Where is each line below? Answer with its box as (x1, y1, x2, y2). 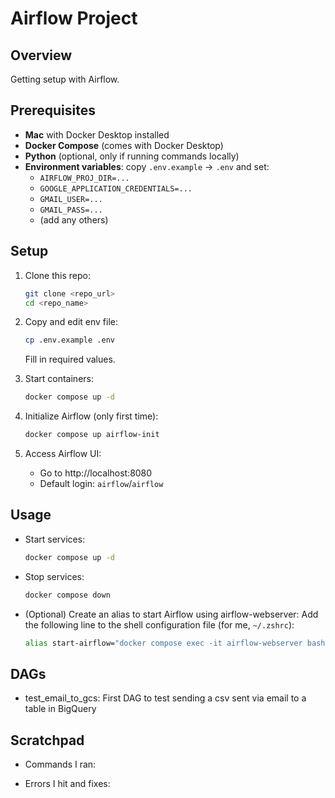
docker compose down (24, 590, 111, 600)
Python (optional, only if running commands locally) (24, 150, 240, 162)
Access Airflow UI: (24, 448, 102, 459)
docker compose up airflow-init (24, 430, 160, 440)
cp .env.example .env (24, 335, 115, 346)
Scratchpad (10, 732, 85, 749)
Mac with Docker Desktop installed (24, 128, 170, 141)
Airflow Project (10, 7, 138, 30)
